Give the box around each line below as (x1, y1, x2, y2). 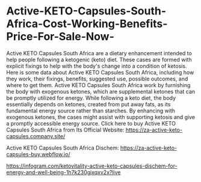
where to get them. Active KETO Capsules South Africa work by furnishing (6, 81, 191, 88)
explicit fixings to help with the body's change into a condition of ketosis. (6, 62, 187, 70)
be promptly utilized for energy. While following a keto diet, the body (6, 94, 176, 102)
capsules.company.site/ (6, 132, 66, 139)
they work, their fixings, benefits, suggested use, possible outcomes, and (6, 75, 188, 82)
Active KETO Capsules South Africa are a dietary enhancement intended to (6, 49, 193, 56)
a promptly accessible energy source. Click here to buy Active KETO (6, 120, 176, 127)
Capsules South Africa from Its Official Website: (6, 126, 125, 133)
